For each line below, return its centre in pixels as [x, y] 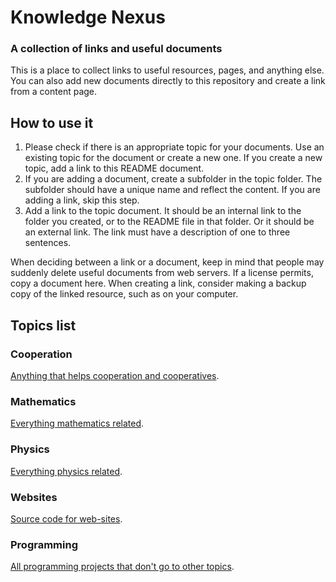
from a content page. [54, 92]
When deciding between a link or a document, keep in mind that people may [167, 262]
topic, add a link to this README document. [114, 168]
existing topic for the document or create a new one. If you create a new [173, 158]
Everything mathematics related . [77, 423]
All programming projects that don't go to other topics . [122, 567]
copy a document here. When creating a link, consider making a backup [158, 283]
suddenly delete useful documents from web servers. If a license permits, [162, 273]
